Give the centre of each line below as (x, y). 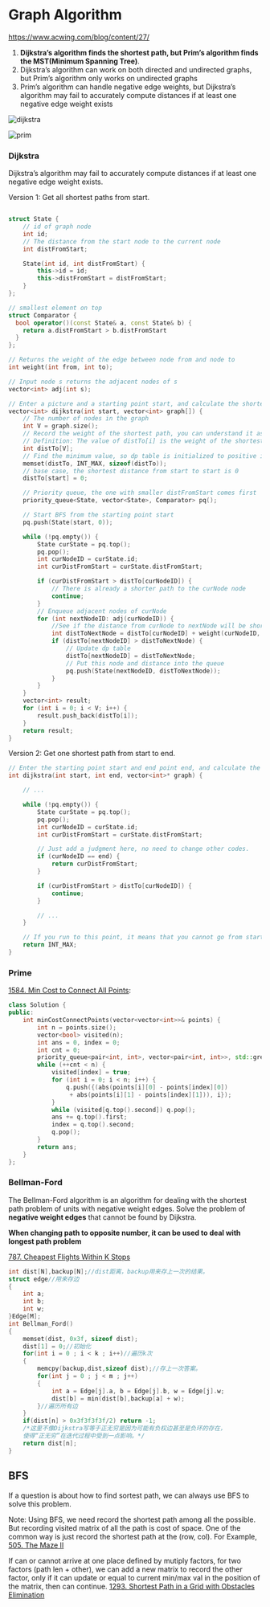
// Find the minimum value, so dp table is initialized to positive (140, 456)
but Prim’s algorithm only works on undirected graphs (109, 78)
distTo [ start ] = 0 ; (55, 478)
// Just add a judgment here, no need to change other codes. (143, 849)
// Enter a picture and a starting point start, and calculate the (124, 403)
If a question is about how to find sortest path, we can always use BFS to (129, 1495)
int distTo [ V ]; (48, 448)
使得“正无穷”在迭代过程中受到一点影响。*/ (84, 1436)
